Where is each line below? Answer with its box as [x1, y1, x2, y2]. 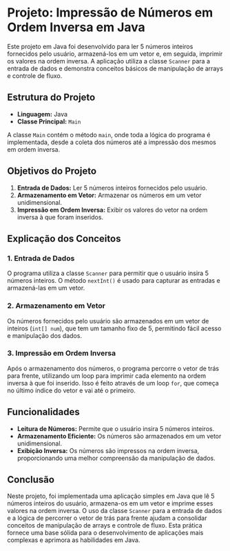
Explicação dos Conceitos [7, 232, 121, 244]
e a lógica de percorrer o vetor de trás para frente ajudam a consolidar [7, 514, 207, 522]
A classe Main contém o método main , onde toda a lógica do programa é [7, 130, 211, 139]
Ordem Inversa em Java [7, 19, 146, 35]
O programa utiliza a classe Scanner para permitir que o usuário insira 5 [7, 269, 209, 277]
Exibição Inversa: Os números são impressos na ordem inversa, [17, 446, 200, 454]
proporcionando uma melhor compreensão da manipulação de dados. [17, 454, 216, 462]
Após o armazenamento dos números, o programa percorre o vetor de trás [7, 364, 219, 372]
